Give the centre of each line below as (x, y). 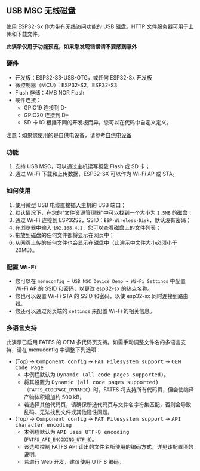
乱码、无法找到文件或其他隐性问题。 (68, 412)
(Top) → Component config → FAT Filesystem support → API (98, 419)
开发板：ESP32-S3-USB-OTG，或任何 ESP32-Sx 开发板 (83, 78)
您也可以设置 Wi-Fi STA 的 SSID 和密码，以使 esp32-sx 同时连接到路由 (101, 296)
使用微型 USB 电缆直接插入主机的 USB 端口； (70, 205)
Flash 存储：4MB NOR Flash (50, 93)
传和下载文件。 (24, 34)
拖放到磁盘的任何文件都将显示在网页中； (64, 235)
